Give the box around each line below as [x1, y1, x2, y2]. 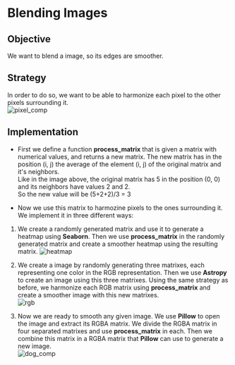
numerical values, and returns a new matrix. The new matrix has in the [17, 152, 222, 161]
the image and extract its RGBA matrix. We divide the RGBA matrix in [17, 319, 217, 328]
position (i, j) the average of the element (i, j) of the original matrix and [17, 160, 222, 168]
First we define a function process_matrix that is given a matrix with [17, 144, 217, 153]
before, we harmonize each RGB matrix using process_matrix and [17, 283, 211, 292]
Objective [7, 33, 52, 45]
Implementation [7, 126, 79, 138]
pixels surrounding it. [7, 98, 69, 106]
